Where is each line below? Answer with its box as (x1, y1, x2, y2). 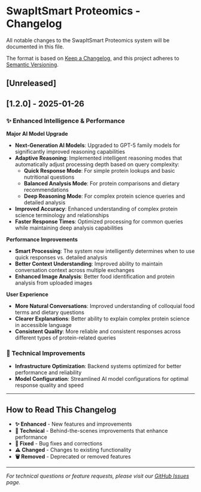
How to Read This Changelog (6, 405, 117, 415)
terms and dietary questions (14, 309, 85, 316)
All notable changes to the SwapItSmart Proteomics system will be (6, 36, 170, 44)
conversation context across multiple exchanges (14, 267, 135, 274)
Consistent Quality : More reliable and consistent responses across (14, 328, 181, 335)
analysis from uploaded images (14, 279, 93, 286)
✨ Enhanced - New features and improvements (14, 420, 132, 428)
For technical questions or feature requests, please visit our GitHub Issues (6, 472, 190, 479)
